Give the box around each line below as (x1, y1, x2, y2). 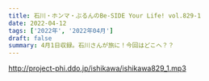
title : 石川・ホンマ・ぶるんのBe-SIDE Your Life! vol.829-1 (8, 11, 202, 20)
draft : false (8, 34, 52, 43)
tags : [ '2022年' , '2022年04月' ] (8, 26, 114, 34)
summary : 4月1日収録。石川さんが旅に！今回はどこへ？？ (8, 42, 175, 50)
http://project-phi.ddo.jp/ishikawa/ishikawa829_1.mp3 (8, 63, 187, 73)
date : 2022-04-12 (8, 19, 67, 27)
